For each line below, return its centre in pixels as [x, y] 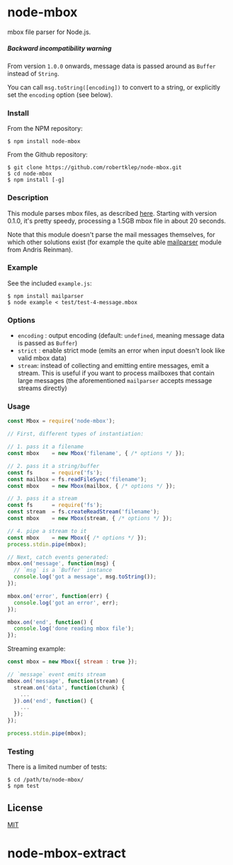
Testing [21, 751]
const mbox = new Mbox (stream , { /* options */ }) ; [90, 519]
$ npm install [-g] [36, 180]
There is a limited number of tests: [57, 767]
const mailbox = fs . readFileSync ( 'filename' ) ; [77, 479]
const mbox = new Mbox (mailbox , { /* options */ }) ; [91, 486]
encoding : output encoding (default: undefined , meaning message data [121, 336]
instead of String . [33, 73]
